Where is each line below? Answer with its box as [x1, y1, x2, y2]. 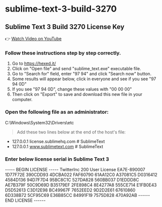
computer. [12, 97, 33, 103]
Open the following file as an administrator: [5, 109, 109, 116]
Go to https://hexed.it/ [12, 60, 57, 66]
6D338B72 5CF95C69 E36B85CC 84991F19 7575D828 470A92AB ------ [5, 192, 150, 198]
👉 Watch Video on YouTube [5, 36, 62, 42]
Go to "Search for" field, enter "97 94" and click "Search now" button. [12, 71, 151, 77]
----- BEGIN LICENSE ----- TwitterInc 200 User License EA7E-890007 [5, 166, 146, 172]
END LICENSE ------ [5, 197, 46, 203]
